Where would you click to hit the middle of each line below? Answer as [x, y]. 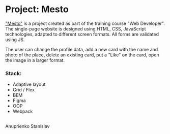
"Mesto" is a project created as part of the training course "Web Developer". [85, 23]
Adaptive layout [29, 84]
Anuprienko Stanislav [27, 126]
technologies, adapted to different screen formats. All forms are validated [82, 34]
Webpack [23, 111]
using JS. [15, 40]
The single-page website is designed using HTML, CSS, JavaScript [76, 28]
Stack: [13, 73]
